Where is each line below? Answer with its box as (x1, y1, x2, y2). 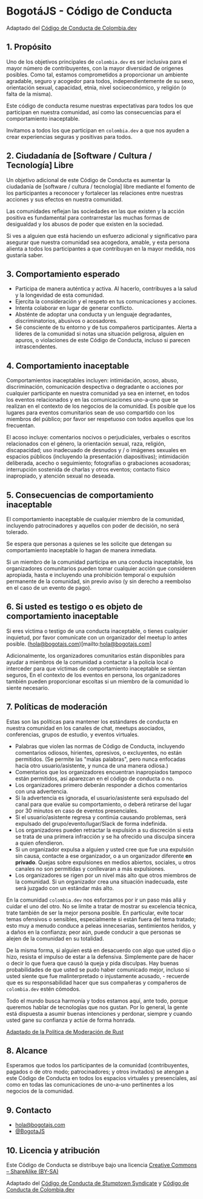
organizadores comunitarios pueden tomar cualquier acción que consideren (6, 565, 196, 572)
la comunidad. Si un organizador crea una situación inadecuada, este (15, 878, 188, 885)
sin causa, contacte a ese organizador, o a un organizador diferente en (15, 852, 192, 859)
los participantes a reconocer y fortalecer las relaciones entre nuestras (6, 189, 184, 197)
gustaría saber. (6, 251, 44, 258)
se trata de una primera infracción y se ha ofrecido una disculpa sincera (15, 833, 195, 840)
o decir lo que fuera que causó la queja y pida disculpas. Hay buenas (6, 959, 179, 967)
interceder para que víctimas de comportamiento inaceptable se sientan (6, 664, 187, 672)
